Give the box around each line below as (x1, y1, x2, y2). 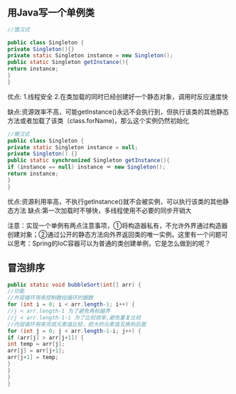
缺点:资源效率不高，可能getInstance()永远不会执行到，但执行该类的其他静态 (7, 107, 229, 116)
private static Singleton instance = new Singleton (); (7, 52, 173, 59)
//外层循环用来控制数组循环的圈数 (7, 294, 94, 302)
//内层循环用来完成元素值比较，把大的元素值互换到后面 (7, 321, 146, 328)
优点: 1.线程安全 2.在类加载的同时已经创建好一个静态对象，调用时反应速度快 (7, 92, 229, 101)
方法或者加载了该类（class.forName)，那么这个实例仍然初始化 (7, 116, 190, 124)
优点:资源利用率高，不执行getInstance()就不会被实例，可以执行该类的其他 (7, 197, 222, 206)
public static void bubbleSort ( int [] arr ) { (7, 281, 141, 288)
